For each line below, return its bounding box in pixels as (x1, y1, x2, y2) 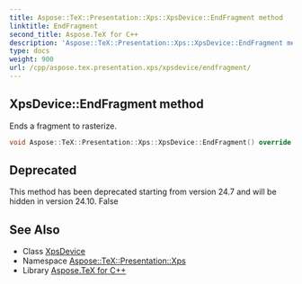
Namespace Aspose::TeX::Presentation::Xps (22, 255, 186, 266)
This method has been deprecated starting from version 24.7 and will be (9, 186, 277, 198)
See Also (9, 222, 60, 237)
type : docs (9, 47, 50, 56)
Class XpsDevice (22, 246, 85, 257)
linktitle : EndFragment (9, 22, 99, 31)
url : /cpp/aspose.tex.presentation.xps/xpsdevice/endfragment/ (9, 64, 252, 73)
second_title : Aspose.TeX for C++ (9, 30, 139, 39)
